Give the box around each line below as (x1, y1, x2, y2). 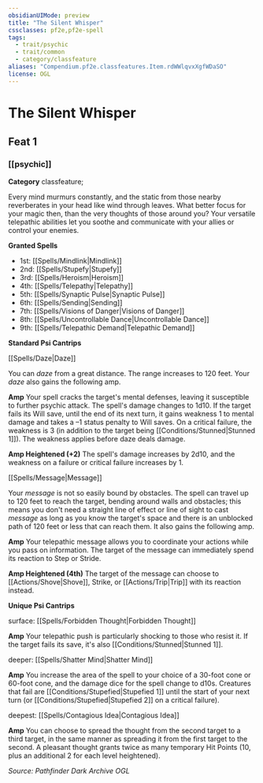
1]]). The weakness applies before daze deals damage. (8, 434, 186, 443)
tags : (8, 33, 26, 42)
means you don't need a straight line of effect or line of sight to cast (8, 504, 229, 514)
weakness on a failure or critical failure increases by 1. (8, 457, 183, 467)
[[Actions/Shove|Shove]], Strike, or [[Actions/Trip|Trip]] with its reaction (8, 577, 242, 586)
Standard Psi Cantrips (8, 338, 82, 347)
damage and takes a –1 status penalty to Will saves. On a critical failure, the (8, 417, 252, 427)
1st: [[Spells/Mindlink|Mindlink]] (19, 256, 122, 265)
